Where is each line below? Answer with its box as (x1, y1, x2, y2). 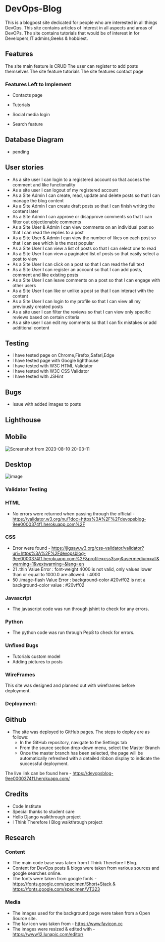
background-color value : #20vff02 (12, 582, 85, 588)
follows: (12, 734, 29, 740)
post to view (12, 256, 38, 262)
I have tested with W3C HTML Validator (12, 363, 93, 369)
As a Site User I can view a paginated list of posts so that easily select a (12, 250, 159, 257)
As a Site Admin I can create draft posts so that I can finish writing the (12, 203, 155, 209)
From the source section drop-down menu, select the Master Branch (19, 745, 160, 751)
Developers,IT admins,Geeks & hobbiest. (5, 35, 88, 41)
